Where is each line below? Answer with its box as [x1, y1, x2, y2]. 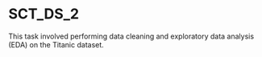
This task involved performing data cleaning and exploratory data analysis [8, 31, 255, 41]
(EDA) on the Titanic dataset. [8, 39, 105, 49]
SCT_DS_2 [8, 5, 79, 23]
